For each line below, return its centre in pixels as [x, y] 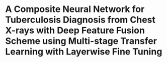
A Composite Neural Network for [75, 9]
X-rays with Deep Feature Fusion [75, 30]
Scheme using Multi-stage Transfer [81, 41]
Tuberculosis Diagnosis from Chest [80, 20]
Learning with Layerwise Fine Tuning [84, 52]
